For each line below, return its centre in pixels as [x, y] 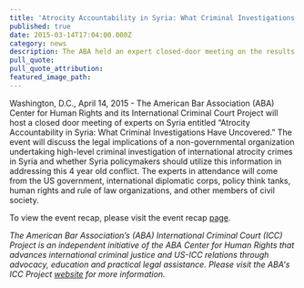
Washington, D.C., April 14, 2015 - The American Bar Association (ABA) [142, 103]
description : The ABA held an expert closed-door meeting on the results [152, 52]
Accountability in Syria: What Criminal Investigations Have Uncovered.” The [151, 132]
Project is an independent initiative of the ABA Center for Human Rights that [152, 245]
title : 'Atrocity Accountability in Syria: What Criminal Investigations [152, 18]
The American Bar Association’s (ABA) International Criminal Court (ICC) [146, 235]
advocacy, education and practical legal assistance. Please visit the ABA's [150, 264]
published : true [40, 26]
